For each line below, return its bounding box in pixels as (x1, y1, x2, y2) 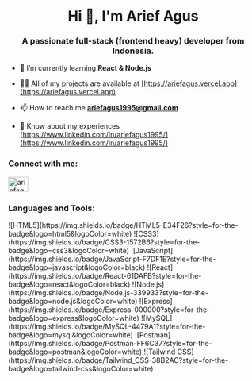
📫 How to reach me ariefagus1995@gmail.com (19, 103, 178, 113)
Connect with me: (8, 158, 78, 169)
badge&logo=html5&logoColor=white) (8, 229, 132, 239)
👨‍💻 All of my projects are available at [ (19, 79, 144, 88)
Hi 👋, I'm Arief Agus (67, 7, 199, 25)
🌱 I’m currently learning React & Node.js (19, 63, 152, 73)
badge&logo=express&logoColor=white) (8, 314, 140, 323)
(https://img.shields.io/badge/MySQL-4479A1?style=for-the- (8, 321, 206, 332)
